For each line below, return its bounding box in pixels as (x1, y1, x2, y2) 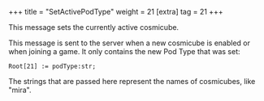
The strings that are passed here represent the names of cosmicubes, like (8, 77, 256, 86)
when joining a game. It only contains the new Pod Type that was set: (8, 47, 241, 56)
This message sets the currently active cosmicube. (8, 23, 180, 32)
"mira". (8, 85, 32, 95)
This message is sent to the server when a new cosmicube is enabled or (8, 38, 250, 48)
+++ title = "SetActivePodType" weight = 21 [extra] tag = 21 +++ (8, 7, 223, 16)
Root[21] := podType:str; (8, 62, 96, 70)
